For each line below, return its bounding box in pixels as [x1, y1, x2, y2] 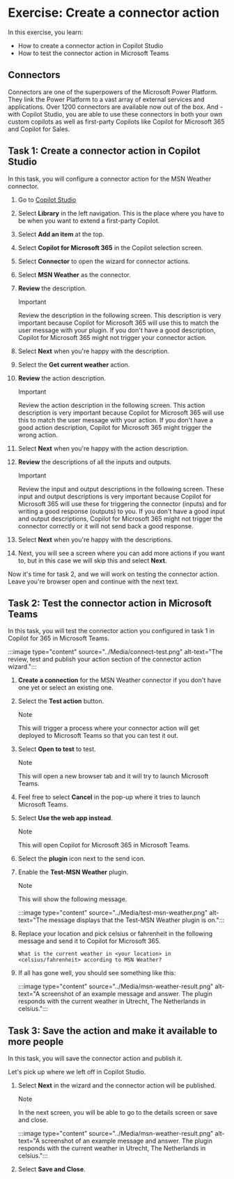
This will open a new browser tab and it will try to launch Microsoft [17, 772, 209, 780]
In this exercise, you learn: [8, 28, 84, 36]
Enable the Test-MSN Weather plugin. [17, 868, 129, 877]
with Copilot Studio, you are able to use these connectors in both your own [8, 110, 223, 118]
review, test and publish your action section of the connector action [8, 655, 201, 664]
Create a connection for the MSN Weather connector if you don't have [17, 676, 221, 685]
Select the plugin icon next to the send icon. [17, 854, 146, 863]
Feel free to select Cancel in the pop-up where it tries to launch [17, 793, 201, 801]
